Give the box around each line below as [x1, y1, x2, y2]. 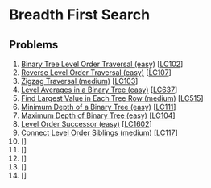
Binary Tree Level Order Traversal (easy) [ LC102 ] [20, 59, 184, 69]
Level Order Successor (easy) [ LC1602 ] [20, 119, 152, 128]
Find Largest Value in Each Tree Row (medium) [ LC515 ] [20, 94, 204, 102]
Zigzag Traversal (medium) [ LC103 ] [20, 77, 139, 86]
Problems [9, 38, 59, 52]
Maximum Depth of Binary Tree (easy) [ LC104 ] [20, 111, 176, 120]
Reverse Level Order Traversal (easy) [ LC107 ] [20, 68, 172, 77]
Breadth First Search [9, 6, 151, 24]
